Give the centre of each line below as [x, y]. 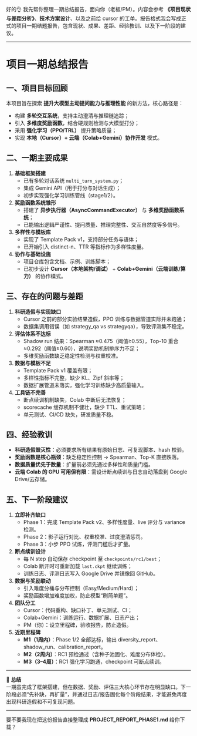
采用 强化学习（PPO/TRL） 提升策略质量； [66, 130]
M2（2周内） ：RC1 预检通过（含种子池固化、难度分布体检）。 [96, 654]
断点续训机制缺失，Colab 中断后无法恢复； [75, 399]
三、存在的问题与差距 [45, 296]
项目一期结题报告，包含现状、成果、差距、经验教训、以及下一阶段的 [98, 26]
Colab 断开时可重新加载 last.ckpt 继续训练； [78, 566]
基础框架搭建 [30, 173]
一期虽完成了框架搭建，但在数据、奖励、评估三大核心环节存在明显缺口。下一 [98, 687]
